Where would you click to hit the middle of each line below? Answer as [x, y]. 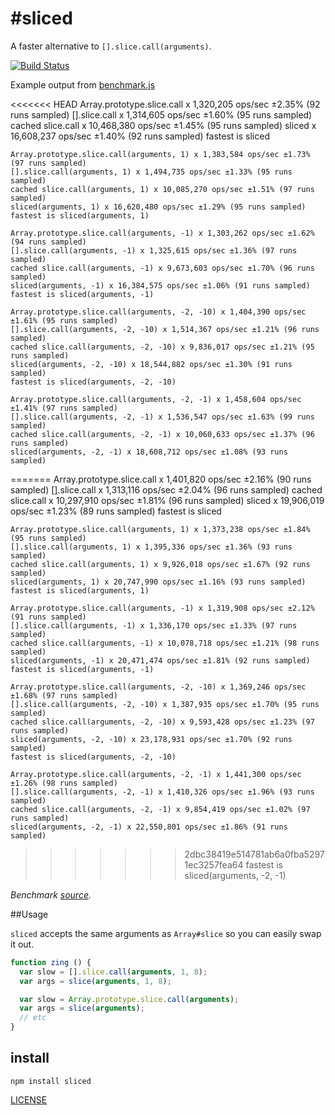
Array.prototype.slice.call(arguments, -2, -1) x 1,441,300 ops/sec [156, 774]
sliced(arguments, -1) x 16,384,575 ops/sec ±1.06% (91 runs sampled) [160, 285]
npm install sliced [51, 1081]
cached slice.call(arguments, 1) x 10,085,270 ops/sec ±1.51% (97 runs [162, 189]
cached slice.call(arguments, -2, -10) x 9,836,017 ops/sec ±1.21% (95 [162, 347]
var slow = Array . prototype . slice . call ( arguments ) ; [129, 999]
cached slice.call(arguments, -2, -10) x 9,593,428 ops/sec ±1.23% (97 [162, 722]
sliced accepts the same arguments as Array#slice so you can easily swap [166, 933]
